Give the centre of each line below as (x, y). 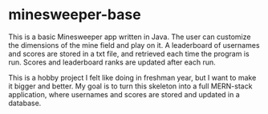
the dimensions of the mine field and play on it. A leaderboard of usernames (134, 45)
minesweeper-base (75, 15)
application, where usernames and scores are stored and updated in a (124, 94)
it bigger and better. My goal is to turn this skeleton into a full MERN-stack (130, 86)
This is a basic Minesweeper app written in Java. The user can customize (130, 37)
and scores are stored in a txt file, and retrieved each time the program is (129, 53)
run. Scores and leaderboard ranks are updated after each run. (112, 62)
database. (25, 103)
